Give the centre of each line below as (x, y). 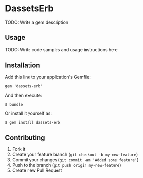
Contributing (25, 137)
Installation (23, 65)
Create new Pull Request (37, 170)
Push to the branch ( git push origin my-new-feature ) (67, 165)
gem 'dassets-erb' (24, 86)
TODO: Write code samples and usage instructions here (61, 49)
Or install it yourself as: (28, 113)
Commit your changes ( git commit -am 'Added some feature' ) (75, 160)
